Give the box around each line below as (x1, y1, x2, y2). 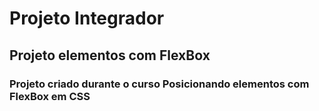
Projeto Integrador (9, 7, 165, 30)
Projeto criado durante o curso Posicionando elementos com (9, 77, 310, 91)
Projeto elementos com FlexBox (9, 47, 211, 64)
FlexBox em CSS (9, 89, 91, 103)
